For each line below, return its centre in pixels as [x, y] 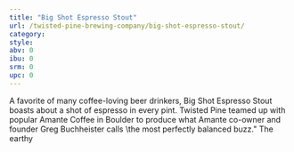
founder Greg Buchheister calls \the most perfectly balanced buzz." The [141, 129]
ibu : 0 [21, 59]
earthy [21, 138]
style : [21, 42]
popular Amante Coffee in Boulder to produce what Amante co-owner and [145, 119]
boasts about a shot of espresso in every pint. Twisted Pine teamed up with [147, 110]
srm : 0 [21, 68]
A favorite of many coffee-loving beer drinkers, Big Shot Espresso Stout [141, 100]
